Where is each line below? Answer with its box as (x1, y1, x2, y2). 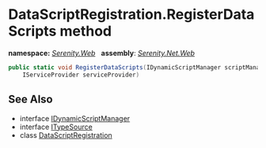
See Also (8, 93, 53, 106)
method (59, 22, 112, 40)
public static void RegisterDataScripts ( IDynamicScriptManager (8, 63, 222, 72)
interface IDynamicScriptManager (19, 113, 131, 123)
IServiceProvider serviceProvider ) (22, 71, 140, 79)
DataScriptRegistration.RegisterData (8, 6, 255, 24)
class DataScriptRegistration (19, 130, 112, 139)
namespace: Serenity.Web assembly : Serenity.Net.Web (8, 48, 196, 57)
